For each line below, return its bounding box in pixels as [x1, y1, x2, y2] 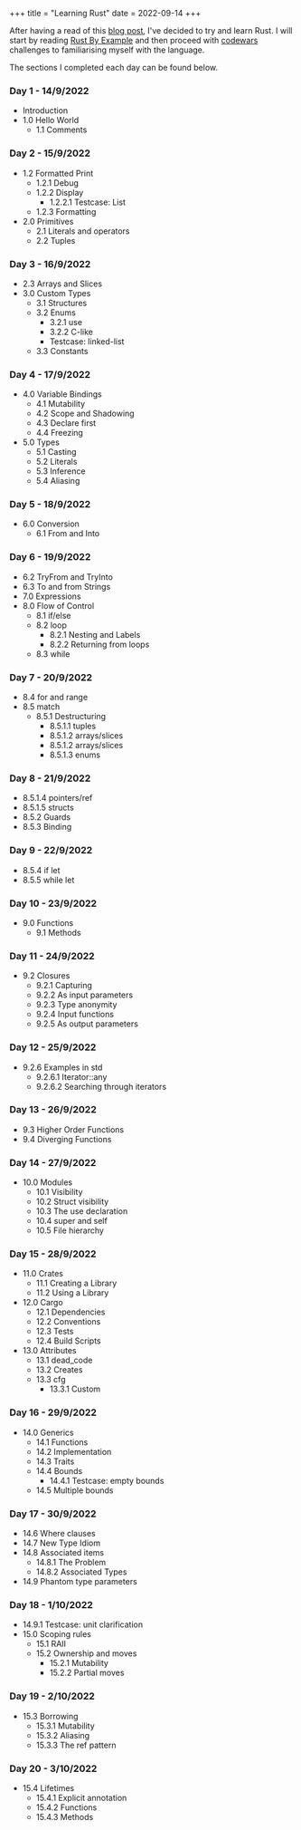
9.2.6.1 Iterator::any [35, 1071, 108, 1082]
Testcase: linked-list [49, 335, 125, 347]
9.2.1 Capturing [35, 980, 93, 991]
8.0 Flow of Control [22, 600, 95, 611]
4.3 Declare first [35, 418, 97, 429]
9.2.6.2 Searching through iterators [35, 1081, 167, 1092]
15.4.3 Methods [35, 1811, 94, 1822]
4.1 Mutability [35, 399, 86, 409]
